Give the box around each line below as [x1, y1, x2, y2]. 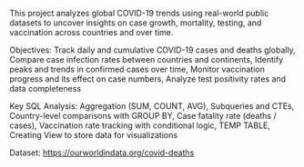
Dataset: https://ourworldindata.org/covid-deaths [9, 147, 195, 158]
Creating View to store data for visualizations [9, 130, 178, 140]
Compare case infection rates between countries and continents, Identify [9, 54, 284, 64]
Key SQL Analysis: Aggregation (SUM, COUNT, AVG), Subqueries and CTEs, [9, 101, 295, 112]
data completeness [9, 83, 82, 93]
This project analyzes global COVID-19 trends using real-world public [9, 8, 269, 18]
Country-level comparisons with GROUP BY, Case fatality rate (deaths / [9, 111, 277, 121]
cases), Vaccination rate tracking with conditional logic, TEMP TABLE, [9, 120, 271, 131]
